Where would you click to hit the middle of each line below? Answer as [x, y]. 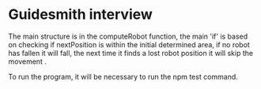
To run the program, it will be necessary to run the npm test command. [123, 76]
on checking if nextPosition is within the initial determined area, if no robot [129, 44]
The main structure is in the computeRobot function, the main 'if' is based [128, 36]
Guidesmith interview [80, 15]
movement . [28, 61]
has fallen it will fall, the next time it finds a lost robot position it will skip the [131, 53]
